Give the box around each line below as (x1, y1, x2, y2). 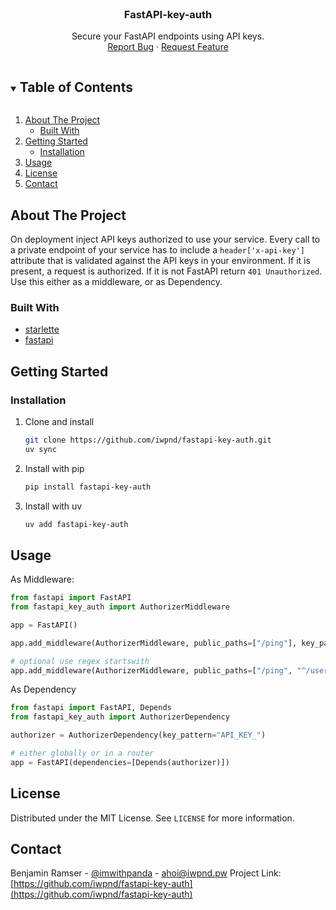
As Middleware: (10, 573, 75, 586)
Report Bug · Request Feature (107, 41, 229, 53)
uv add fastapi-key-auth (24, 519, 129, 529)
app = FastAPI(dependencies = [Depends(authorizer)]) (10, 757, 230, 767)
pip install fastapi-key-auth (24, 482, 152, 492)
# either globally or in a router (10, 748, 155, 759)
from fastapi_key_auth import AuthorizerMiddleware (10, 602, 230, 612)
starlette (24, 323, 60, 336)
